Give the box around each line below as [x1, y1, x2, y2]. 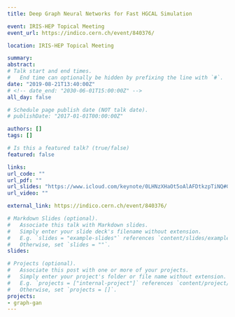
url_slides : [7, 183, 42, 190]
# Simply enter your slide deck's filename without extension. [7, 228, 201, 235]
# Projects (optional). [7, 260, 77, 267]
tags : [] [7, 132, 33, 139]
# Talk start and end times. [7, 68, 92, 75]
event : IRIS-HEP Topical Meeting [7, 22, 105, 30]
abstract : [7, 61, 36, 69]
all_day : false [7, 94, 52, 101]
